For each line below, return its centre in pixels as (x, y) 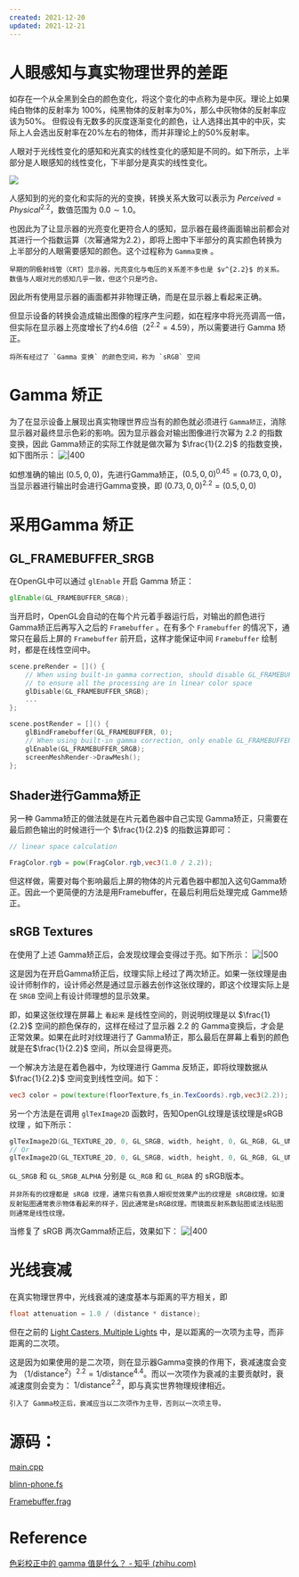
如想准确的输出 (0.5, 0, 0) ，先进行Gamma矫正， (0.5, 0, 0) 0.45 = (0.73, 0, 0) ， (148, 474)
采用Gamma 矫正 (72, 525)
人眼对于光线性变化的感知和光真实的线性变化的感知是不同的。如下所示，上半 (149, 152)
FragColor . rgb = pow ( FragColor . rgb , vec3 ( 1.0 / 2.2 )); (111, 863)
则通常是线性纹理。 (39, 1214)
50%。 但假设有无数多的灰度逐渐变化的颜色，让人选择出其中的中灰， (151, 121)
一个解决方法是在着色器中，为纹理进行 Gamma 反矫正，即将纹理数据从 (139, 1067)
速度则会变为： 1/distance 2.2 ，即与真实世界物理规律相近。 (123, 1384)
